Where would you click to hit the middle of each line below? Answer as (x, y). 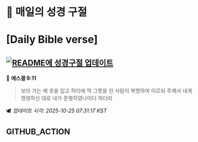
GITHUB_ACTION (38, 132)
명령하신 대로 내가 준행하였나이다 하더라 (66, 98)
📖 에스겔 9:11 (21, 78)
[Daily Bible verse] (52, 40)
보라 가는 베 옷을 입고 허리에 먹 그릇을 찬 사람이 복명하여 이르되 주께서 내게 (106, 91)
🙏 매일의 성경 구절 (47, 12)
